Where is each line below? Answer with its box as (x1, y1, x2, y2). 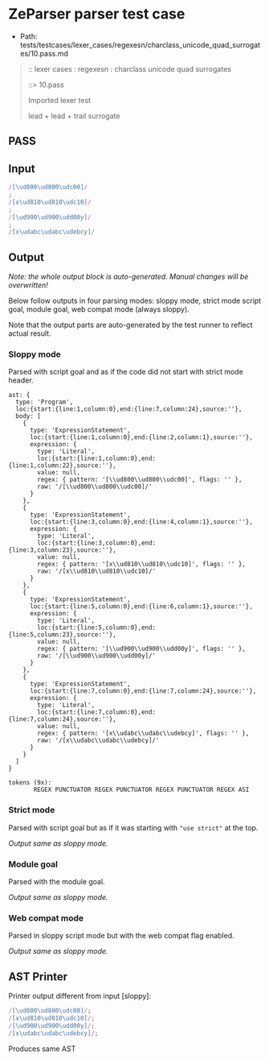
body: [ (15, 412, 42, 420)
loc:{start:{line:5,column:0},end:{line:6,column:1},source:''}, (29, 602, 253, 611)
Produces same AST (8, 1044, 76, 1054)
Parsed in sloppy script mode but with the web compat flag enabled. (8, 931, 234, 941)
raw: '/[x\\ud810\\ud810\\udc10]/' (37, 567, 157, 576)
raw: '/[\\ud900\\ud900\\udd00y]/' (37, 652, 157, 660)
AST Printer (8, 970, 68, 983)
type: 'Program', (15, 398, 74, 407)
